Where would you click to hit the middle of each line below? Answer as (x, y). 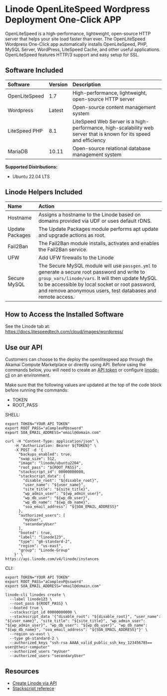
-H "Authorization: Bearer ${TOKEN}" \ (55, 446)
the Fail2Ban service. (63, 249)
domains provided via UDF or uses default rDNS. (95, 221)
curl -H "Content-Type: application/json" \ (52, 441)
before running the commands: (37, 390)
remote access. (56, 296)
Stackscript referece (33, 688)
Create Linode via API (35, 683)
